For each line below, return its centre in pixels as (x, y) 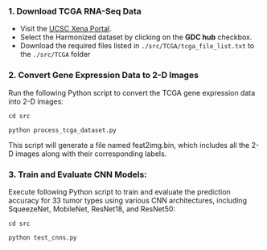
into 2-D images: (36, 101)
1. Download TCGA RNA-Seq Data (75, 11)
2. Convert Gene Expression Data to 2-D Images (104, 76)
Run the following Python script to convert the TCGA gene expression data (132, 92)
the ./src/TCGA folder (55, 55)
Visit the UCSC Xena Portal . (66, 29)
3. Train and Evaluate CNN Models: (78, 174)
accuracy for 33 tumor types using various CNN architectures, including (128, 200)
